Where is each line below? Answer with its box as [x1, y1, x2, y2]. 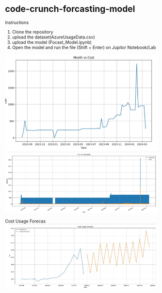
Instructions [5, 19, 29, 25]
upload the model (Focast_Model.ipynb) [12, 39, 92, 45]
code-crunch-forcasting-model [5, 3, 135, 15]
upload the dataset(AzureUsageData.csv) [12, 34, 96, 40]
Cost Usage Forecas [5, 218, 46, 224]
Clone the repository [12, 29, 53, 35]
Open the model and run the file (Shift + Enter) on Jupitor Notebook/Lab [12, 44, 156, 50]
